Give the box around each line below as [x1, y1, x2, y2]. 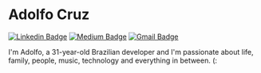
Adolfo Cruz [8, 6, 90, 24]
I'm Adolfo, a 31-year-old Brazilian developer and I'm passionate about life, [8, 47, 254, 56]
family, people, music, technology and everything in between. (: [8, 56, 218, 65]
